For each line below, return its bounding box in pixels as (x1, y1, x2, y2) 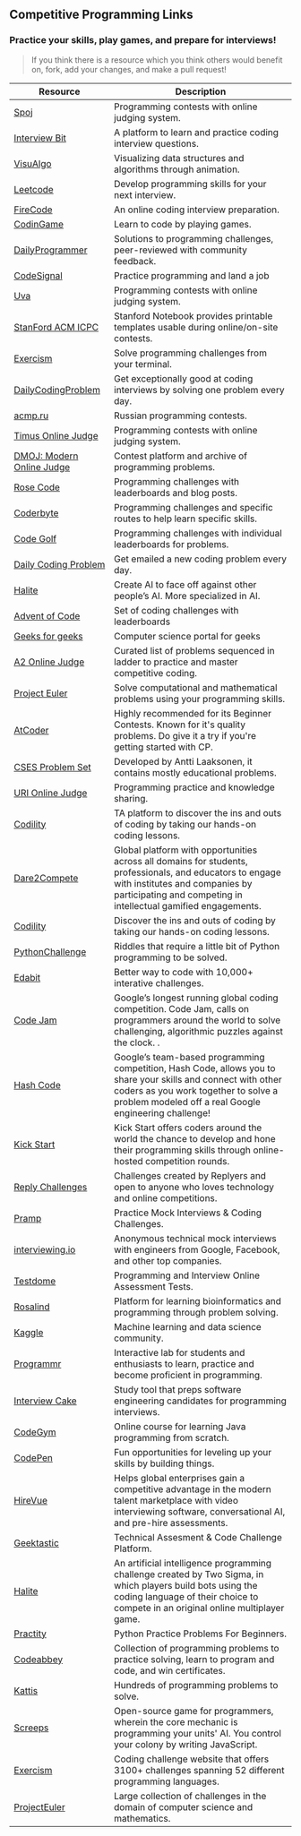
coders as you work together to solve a (113, 1084, 279, 1096)
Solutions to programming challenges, (113, 232, 274, 245)
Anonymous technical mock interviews (113, 1231, 277, 1244)
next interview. (113, 188, 176, 201)
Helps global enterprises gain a (113, 1471, 245, 1484)
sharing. (113, 792, 149, 804)
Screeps (13, 1721, 49, 1734)
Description (175, 85, 227, 98)
